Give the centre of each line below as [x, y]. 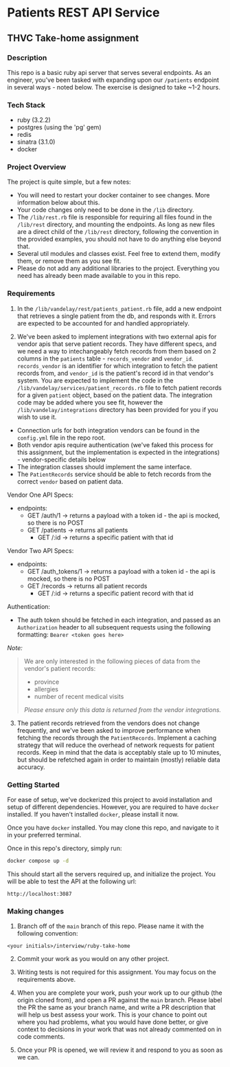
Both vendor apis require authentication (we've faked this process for [115, 444]
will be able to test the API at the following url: [72, 881]
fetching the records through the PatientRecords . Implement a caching [117, 737]
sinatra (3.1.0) [36, 142]
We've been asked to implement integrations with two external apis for [117, 336]
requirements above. [46, 980]
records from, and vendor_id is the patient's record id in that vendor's [115, 373]
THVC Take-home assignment [73, 38]
